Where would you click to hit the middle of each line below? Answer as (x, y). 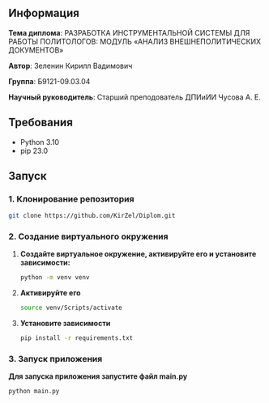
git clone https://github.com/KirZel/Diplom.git (92, 216)
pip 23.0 (34, 151)
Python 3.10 (39, 142)
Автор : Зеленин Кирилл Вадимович (70, 66)
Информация (44, 13)
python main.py (34, 392)
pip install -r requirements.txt (77, 338)
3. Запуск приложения (56, 359)
